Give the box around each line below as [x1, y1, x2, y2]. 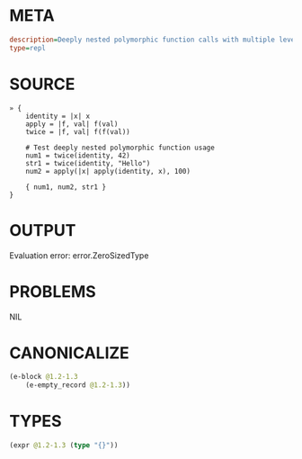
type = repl [9, 43, 47, 52]
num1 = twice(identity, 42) [25, 150, 130, 160]
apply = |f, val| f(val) [25, 119, 119, 129]
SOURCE [9, 74, 75, 94]
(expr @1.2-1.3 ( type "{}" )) [9, 441, 119, 450]
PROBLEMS [9, 281, 96, 301]
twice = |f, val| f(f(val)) [25, 127, 130, 136]
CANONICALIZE [9, 343, 130, 363]
